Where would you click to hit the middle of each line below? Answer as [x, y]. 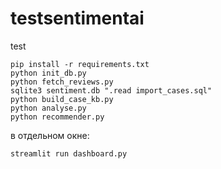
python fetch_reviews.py [62, 82]
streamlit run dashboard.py [69, 153]
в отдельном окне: [50, 135]
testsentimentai [77, 18]
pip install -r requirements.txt [80, 64]
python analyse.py [48, 108]
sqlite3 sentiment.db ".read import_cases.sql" [111, 90]
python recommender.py [57, 117]
